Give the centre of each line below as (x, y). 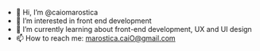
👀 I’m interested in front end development (84, 21)
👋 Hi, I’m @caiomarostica (57, 12)
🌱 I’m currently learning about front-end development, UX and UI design (134, 29)
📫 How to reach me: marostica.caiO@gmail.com (96, 38)
